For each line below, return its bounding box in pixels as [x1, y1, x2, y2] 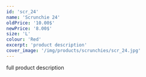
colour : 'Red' [6, 36, 42, 42]
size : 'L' [6, 31, 31, 37]
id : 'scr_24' [6, 8, 39, 15]
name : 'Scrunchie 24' [6, 14, 61, 20]
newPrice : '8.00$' [6, 25, 52, 32]
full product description [6, 64, 64, 71]
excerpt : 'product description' [6, 42, 87, 48]
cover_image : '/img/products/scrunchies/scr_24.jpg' [6, 48, 141, 54]
